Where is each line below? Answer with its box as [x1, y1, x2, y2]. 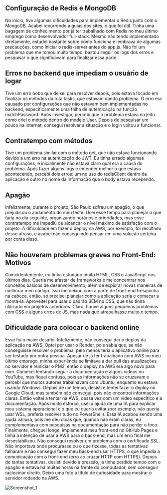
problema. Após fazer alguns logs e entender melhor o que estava [5, 166, 141, 172]
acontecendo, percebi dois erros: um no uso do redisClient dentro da [5, 171, 147, 177]
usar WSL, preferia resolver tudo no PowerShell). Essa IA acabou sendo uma [5, 411, 163, 417]
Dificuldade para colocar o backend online [5, 323, 140, 332]
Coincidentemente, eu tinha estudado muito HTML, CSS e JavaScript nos [5, 272, 156, 278]
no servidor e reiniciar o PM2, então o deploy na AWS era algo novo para [5, 363, 155, 369]
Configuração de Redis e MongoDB [5, 4, 116, 13]
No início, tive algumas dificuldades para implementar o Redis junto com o [5, 17, 158, 23]
